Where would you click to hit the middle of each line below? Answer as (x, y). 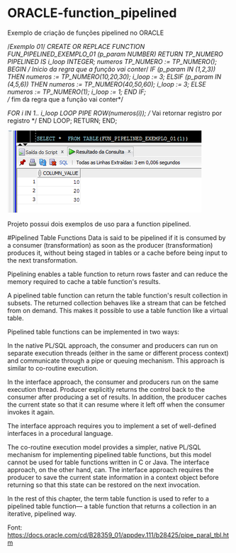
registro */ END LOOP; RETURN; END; (62, 120)
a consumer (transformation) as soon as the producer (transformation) (110, 245)
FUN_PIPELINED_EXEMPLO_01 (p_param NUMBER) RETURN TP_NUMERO (115, 54)
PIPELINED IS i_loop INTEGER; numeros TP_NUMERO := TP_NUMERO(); (112, 61)
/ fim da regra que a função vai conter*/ (66, 99)
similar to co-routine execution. (53, 368)
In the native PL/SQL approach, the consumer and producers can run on (113, 345)
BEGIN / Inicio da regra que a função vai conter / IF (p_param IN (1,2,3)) (112, 69)
